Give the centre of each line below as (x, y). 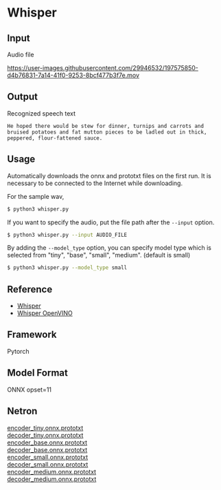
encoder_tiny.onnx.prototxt (45, 427)
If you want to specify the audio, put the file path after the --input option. (111, 222)
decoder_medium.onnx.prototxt (52, 479)
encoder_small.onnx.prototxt (48, 457)
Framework (32, 335)
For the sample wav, (36, 196)
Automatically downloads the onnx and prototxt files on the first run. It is (109, 175)
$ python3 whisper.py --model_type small (67, 268)
